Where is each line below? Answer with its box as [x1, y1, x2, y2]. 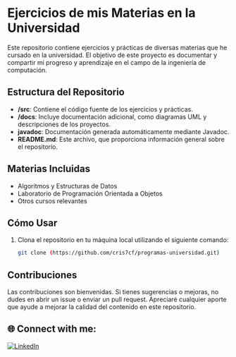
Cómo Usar [7, 217, 58, 229]
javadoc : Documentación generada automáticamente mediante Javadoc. [17, 127, 230, 135]
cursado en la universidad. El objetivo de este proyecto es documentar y [7, 51, 218, 59]
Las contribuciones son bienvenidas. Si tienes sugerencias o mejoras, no [7, 288, 219, 296]
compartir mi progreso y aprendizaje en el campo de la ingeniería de [7, 58, 206, 66]
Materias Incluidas [7, 163, 90, 175]
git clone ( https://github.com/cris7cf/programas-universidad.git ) [17, 249, 221, 257]
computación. [7, 66, 48, 74]
